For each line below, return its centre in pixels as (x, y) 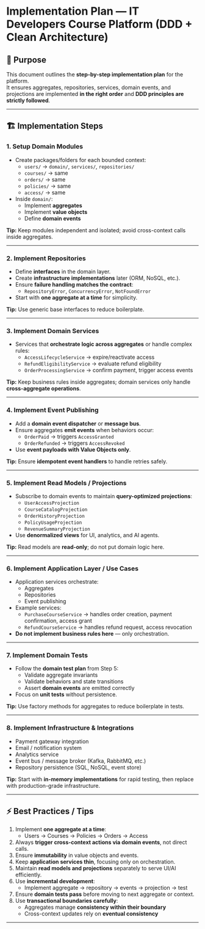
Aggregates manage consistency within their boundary (95, 907)
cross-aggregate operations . (44, 389)
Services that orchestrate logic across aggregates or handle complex (103, 344)
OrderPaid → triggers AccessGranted (69, 436)
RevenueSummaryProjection (57, 529)
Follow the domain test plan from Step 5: (67, 669)
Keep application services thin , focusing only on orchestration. (95, 861)
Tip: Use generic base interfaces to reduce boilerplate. (75, 309)
